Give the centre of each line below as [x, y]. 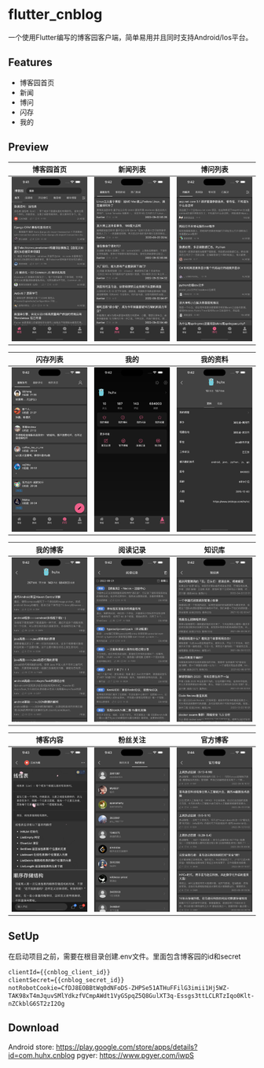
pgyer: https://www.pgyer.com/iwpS [136, 1055]
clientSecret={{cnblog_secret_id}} [66, 980]
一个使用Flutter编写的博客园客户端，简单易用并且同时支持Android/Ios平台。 [130, 37]
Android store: [31, 1047]
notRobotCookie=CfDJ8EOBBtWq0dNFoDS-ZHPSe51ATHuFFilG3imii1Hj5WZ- [119, 988]
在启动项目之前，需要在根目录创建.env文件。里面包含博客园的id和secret [125, 956]
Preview [29, 147]
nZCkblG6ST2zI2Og [37, 1003]
